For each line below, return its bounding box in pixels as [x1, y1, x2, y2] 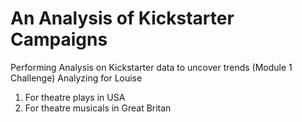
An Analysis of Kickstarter [10, 7, 235, 30]
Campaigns [10, 28, 108, 51]
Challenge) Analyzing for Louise [10, 72, 143, 84]
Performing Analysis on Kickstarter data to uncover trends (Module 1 [10, 61, 293, 73]
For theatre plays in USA [24, 91, 126, 103]
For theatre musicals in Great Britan [24, 102, 172, 114]
